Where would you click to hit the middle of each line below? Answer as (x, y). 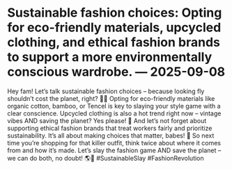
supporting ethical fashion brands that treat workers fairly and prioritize (110, 128)
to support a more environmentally (110, 57)
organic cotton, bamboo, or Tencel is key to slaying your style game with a (114, 106)
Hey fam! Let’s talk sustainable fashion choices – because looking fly (106, 91)
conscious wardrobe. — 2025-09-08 (116, 72)
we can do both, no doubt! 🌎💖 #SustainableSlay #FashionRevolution (106, 158)
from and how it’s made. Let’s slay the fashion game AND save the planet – (114, 150)
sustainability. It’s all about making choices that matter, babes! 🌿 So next (111, 135)
